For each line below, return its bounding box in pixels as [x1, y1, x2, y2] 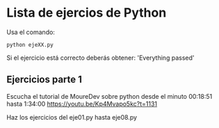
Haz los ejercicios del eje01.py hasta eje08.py [6, 113, 137, 121]
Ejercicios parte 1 [6, 74, 83, 86]
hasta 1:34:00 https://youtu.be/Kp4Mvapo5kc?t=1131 [6, 99, 158, 108]
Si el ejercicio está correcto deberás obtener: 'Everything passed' [6, 54, 195, 62]
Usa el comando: [6, 28, 55, 36]
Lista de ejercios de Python [6, 5, 167, 21]
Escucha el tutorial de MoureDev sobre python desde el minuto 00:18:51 [6, 92, 213, 100]
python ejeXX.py [6, 41, 54, 48]
